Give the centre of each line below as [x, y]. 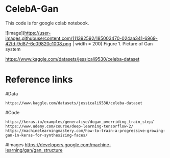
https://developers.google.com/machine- [68, 144]
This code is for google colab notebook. [47, 23]
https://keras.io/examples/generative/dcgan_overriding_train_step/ [80, 122]
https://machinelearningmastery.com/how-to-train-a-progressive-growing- [86, 130]
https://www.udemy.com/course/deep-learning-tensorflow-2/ [69, 126]
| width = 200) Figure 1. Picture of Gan [113, 43]
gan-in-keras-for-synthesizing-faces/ [46, 135]
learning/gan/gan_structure [34, 150]
